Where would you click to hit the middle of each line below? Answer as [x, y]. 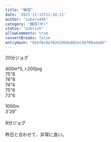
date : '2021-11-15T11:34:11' [36, 15]
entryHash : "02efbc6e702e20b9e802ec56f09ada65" [56, 43]
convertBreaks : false [28, 38]
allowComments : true [27, 33]
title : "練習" [19, 10]
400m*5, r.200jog [24, 68]
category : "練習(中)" [27, 24]
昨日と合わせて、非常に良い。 [36, 134]
